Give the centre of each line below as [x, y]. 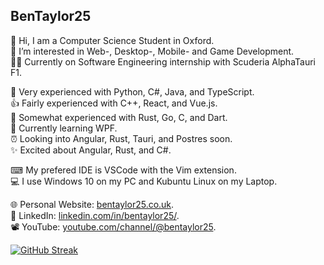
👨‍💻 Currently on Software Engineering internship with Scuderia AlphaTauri [163, 61]
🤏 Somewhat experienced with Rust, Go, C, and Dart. [119, 117]
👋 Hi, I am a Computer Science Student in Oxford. [112, 40]
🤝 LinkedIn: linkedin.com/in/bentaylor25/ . [95, 215]
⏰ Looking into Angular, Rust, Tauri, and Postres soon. [121, 138]
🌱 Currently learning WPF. [64, 128]
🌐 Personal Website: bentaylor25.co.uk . [92, 204]
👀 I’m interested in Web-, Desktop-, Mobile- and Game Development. [152, 51]
